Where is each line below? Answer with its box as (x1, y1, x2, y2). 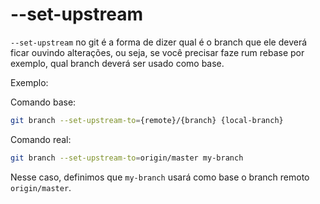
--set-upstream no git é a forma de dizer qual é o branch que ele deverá (10, 36, 308, 48)
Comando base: (10, 96, 77, 108)
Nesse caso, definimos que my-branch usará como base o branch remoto (10, 171, 310, 183)
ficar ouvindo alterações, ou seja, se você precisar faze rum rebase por (10, 46, 305, 58)
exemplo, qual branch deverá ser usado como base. (10, 57, 225, 69)
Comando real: (10, 133, 72, 145)
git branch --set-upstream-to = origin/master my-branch (10, 153, 244, 163)
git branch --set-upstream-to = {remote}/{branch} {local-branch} (10, 115, 284, 125)
